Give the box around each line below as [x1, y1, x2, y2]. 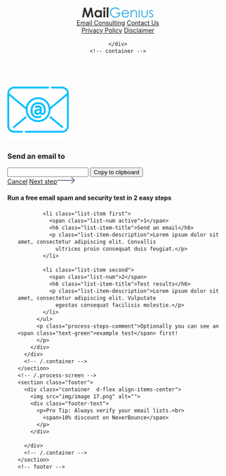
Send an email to [7, 151, 65, 161]
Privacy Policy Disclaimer [81, 26, 154, 34]
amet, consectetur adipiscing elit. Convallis [17, 238, 157, 245]
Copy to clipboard [93, 169, 140, 176]
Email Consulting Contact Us [77, 19, 159, 27]
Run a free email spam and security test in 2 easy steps [7, 193, 172, 202]
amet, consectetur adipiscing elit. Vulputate [17, 295, 157, 302]
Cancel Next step [7, 177, 58, 186]
